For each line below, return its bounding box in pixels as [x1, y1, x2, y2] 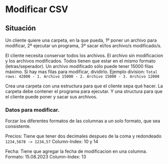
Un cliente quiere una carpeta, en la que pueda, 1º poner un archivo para [5, 37, 157, 43]
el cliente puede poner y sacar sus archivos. [5, 94, 98, 100]
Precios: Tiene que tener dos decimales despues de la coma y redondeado [5, 133, 162, 139]
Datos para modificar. [5, 106, 60, 113]
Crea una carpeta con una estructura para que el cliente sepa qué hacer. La [5, 83, 163, 89]
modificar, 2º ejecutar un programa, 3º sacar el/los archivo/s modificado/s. [5, 43, 162, 49]
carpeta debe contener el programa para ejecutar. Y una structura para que [5, 88, 163, 94]
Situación [5, 24, 36, 32]
